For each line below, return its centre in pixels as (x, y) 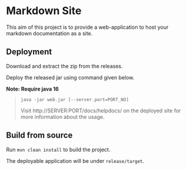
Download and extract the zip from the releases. (64, 66)
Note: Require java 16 (32, 89)
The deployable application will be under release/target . (75, 161)
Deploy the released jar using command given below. (70, 77)
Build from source (39, 136)
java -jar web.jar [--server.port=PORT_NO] (75, 99)
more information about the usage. (62, 116)
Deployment (29, 52)
